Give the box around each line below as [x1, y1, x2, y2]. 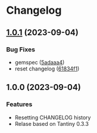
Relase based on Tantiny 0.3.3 [14, 120, 89, 127]
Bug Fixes [6, 45, 36, 54]
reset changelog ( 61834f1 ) [14, 65, 80, 72]
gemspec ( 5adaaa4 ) [14, 58, 65, 66]
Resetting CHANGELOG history [14, 114, 91, 121]
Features [6, 100, 33, 109]
